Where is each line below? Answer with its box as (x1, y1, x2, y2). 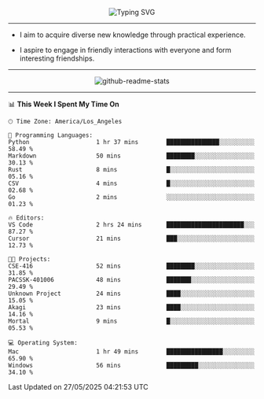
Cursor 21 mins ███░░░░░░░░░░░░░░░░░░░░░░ (8, 235, 255, 242)
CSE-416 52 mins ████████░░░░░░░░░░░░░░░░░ (8, 262, 255, 270)
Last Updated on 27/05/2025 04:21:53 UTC (8, 382, 148, 391)
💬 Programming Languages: (8, 131, 93, 139)
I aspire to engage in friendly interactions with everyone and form (19, 46, 232, 54)
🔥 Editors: (8, 214, 45, 222)
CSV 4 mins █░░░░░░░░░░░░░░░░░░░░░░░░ (8, 179, 255, 187)
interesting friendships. (19, 54, 95, 63)
